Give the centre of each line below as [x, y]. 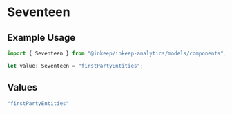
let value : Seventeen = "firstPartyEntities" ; [75, 66]
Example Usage [41, 38]
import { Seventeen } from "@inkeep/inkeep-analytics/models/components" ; [117, 53]
